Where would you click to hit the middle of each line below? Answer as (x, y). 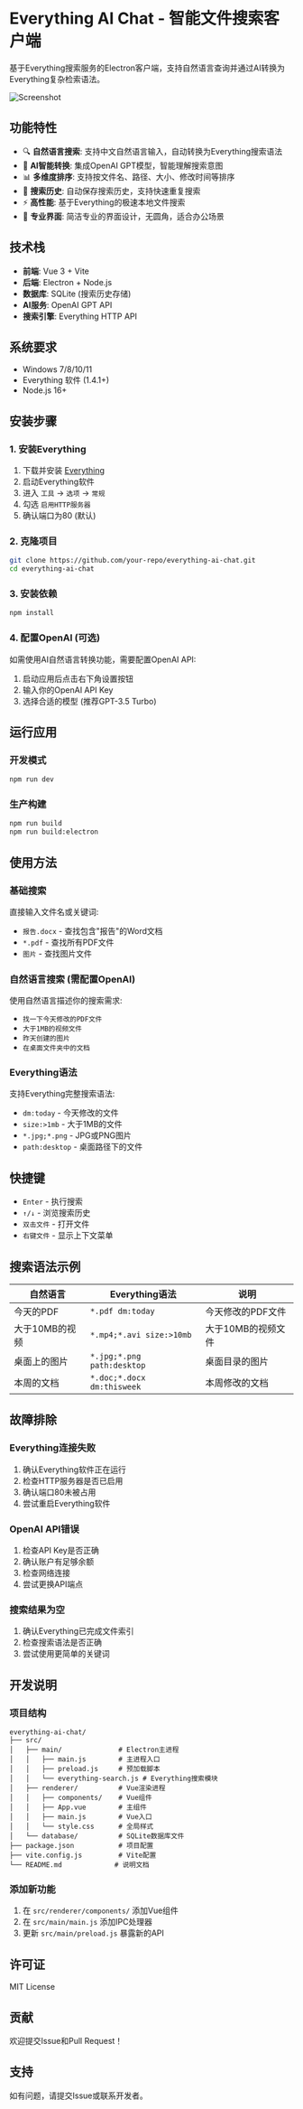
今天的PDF (37, 1312)
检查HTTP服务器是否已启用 (73, 1480)
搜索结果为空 (37, 1610)
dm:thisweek (115, 1387)
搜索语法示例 (45, 1267)
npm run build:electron (54, 832)
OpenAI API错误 (44, 1529)
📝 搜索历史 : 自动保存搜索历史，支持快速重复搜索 (111, 191)
